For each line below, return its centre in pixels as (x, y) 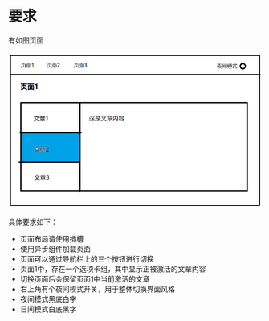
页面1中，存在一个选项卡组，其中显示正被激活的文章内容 (113, 269)
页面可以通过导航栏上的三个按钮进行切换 (87, 259)
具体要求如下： (33, 222)
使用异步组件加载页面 (55, 249)
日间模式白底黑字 (48, 309)
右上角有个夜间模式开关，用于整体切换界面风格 (97, 289)
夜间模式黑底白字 (48, 299)
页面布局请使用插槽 (52, 239)
